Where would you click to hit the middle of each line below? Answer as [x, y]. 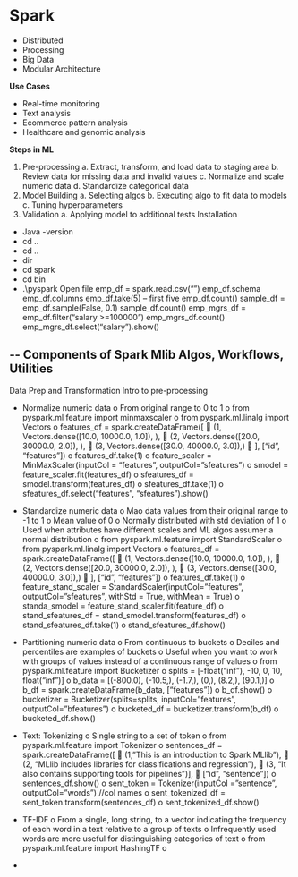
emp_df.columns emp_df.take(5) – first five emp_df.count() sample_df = [153, 298]
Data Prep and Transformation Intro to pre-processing [109, 390]
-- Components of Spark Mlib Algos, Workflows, [146, 355]
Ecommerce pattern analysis [75, 123]
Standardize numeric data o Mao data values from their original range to [155, 510]
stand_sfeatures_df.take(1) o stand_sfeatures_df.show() [124, 625]
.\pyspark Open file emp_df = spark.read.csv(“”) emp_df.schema [141, 288]
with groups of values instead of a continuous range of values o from [149, 661]
